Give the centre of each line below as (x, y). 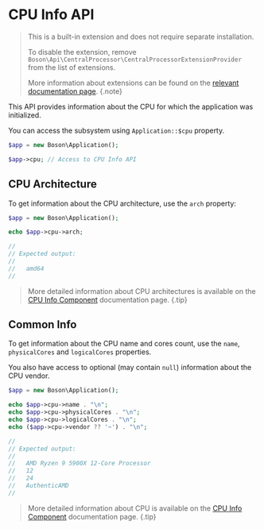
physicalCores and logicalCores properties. (80, 352)
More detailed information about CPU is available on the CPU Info (135, 508)
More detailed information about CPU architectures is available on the (142, 291)
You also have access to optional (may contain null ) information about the (130, 368)
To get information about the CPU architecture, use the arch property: (122, 203)
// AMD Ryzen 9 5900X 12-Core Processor (80, 463)
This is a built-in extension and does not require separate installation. (141, 37)
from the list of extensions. (72, 67)
